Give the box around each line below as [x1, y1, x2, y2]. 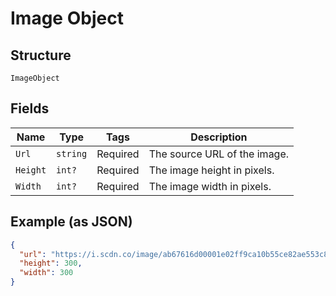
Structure [10, 47, 72, 64]
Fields [10, 100, 50, 117]
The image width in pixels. [148, 179, 272, 193]
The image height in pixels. [148, 163, 275, 177]
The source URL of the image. [148, 147, 290, 161]
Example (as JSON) [10, 213, 133, 231]
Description [190, 130, 248, 144]
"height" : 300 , [19, 258, 83, 269]
